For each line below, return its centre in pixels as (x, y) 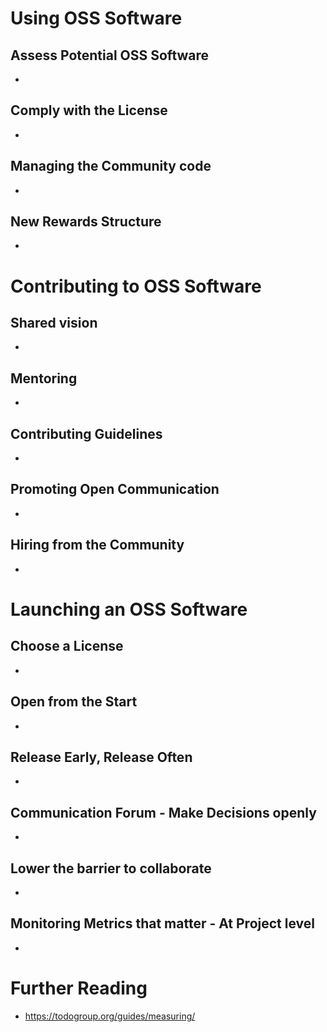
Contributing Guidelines (86, 433)
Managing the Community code (111, 166)
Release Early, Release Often (101, 757)
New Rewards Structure (86, 222)
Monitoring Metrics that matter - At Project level (162, 923)
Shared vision (54, 323)
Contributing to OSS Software (136, 286)
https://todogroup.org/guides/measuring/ (110, 1016)
